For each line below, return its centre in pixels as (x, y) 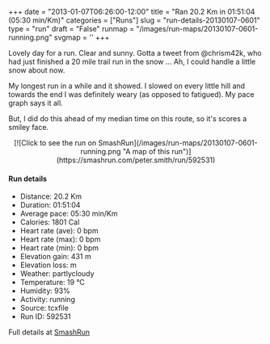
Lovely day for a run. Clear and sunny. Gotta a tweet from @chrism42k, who (135, 53)
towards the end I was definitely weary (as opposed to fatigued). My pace (131, 94)
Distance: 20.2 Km (51, 196)
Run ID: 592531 (45, 317)
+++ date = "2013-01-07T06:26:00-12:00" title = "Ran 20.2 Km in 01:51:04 (132, 12)
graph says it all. (36, 103)
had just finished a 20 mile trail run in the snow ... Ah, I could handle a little (132, 61)
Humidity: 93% (45, 291)
